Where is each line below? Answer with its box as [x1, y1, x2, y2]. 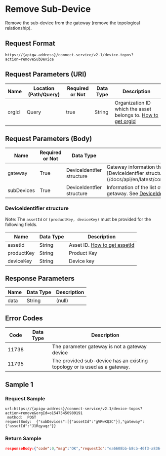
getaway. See [106, 190, 138, 197]
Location [33, 85, 55, 92]
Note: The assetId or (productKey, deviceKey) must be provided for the [5, 216, 151, 222]
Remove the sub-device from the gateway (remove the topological [5, 20, 140, 26]
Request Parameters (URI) [5, 70, 87, 78]
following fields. [5, 221, 38, 228]
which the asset [114, 105, 152, 112]
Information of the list [106, 184, 157, 191]
